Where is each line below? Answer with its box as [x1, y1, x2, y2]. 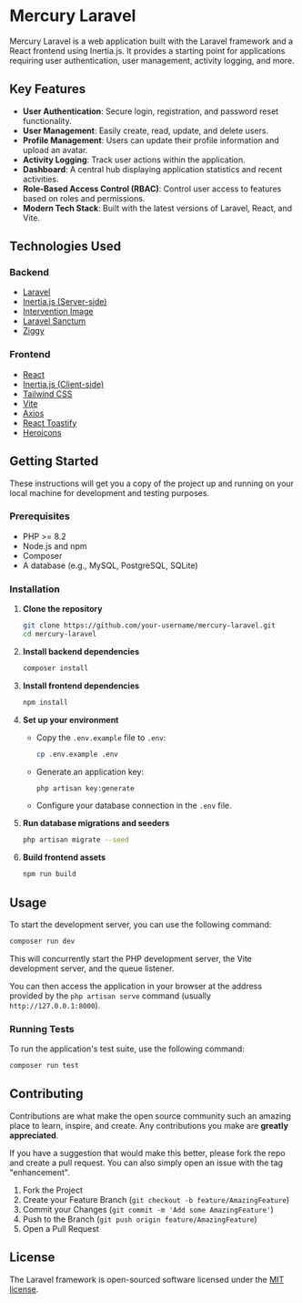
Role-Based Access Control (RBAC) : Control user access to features [22, 183, 282, 194]
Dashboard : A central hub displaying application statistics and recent [22, 163, 283, 174]
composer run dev [9, 936, 75, 946]
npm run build [22, 870, 76, 879]
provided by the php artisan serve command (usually [9, 990, 212, 1001]
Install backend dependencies [22, 646, 139, 657]
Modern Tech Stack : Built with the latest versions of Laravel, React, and [22, 202, 293, 213]
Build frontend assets [22, 852, 106, 863]
